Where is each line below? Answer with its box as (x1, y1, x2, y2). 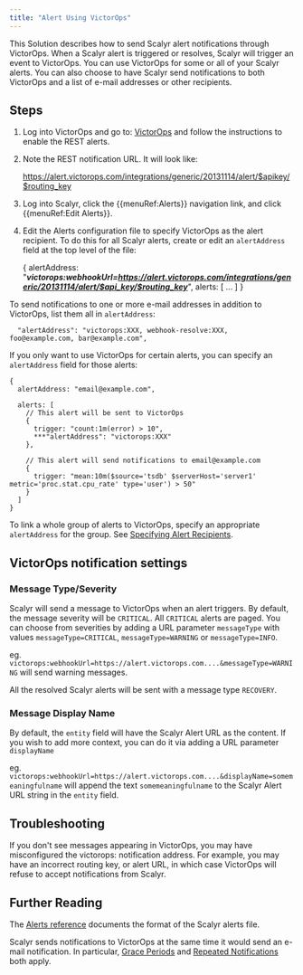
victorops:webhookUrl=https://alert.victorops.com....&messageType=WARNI (9, 659, 294, 668)
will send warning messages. (19, 667, 128, 678)
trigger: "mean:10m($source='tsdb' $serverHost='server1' (33, 472, 257, 481)
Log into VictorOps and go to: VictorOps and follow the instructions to (22, 127, 283, 137)
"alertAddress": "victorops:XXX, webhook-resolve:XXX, (17, 327, 229, 336)
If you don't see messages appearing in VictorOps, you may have (9, 840, 253, 851)
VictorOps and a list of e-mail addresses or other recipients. (9, 76, 232, 87)
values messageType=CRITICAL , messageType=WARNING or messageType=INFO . (9, 632, 279, 643)
